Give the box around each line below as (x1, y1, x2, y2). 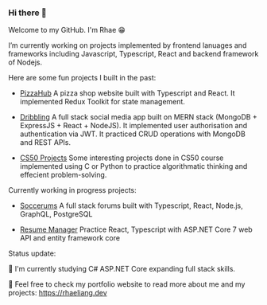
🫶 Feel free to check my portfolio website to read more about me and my (8, 280, 246, 289)
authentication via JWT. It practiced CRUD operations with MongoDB (19, 129, 246, 139)
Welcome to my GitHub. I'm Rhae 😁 (8, 25, 126, 35)
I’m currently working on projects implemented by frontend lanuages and (8, 41, 247, 50)
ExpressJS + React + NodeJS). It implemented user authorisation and (19, 121, 248, 131)
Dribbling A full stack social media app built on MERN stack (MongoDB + (19, 112, 258, 122)
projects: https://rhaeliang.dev (8, 288, 107, 298)
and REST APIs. (19, 138, 72, 147)
